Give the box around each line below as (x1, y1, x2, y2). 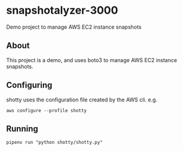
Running (6, 124, 39, 134)
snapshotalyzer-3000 (6, 4, 118, 17)
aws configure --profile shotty (6, 107, 87, 113)
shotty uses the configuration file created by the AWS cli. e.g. (6, 96, 157, 103)
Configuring (6, 80, 53, 90)
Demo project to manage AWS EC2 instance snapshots (6, 23, 142, 30)
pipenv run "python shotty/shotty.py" (6, 140, 103, 146)
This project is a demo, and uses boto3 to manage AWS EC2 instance (6, 56, 178, 63)
